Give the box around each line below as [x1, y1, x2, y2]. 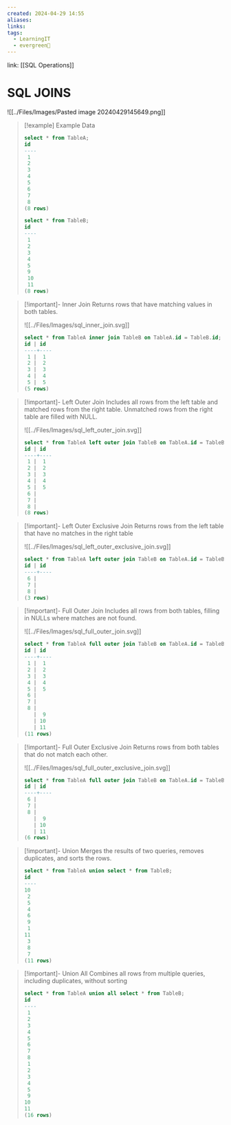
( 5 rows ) [23, 385, 49, 392]
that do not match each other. [23, 750, 109, 758]
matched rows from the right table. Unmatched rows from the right [23, 405, 213, 413]
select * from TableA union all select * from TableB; [23, 990, 185, 997]
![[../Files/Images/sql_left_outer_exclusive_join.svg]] [23, 543, 171, 551]
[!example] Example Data [23, 121, 96, 129]
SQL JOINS [7, 85, 71, 101]
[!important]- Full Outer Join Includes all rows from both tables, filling [23, 607, 220, 615]
